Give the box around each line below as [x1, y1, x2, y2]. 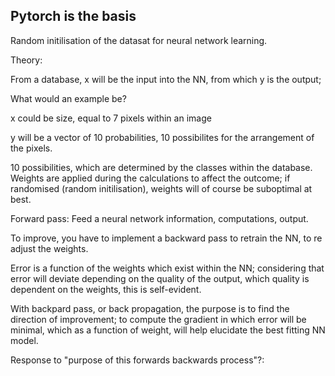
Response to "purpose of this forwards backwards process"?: [10, 354, 265, 366]
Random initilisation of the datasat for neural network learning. [10, 34, 268, 46]
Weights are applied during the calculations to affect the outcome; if [10, 172, 291, 184]
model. [10, 334, 39, 346]
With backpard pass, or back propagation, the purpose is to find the [10, 302, 290, 314]
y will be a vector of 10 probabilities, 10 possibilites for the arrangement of [10, 131, 315, 143]
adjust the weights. [10, 242, 89, 254]
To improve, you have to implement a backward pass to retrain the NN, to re [10, 232, 323, 244]
